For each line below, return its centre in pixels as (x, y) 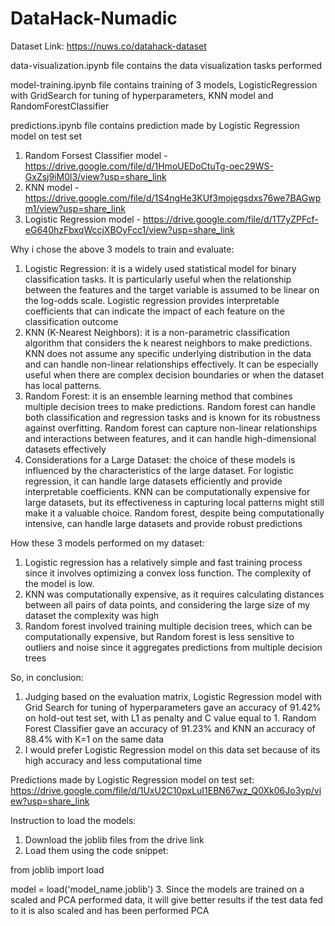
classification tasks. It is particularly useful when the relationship (158, 279)
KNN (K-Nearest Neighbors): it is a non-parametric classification (157, 332)
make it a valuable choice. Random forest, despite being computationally (174, 513)
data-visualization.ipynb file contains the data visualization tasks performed (166, 65)
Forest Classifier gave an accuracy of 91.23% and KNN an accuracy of (170, 728)
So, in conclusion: (47, 677)
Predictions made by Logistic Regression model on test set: (132, 779)
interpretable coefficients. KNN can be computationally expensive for (167, 491)
